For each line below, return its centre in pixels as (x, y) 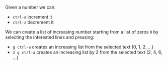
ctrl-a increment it (32, 17)
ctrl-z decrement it (33, 22)
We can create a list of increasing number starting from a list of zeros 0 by (82, 32)
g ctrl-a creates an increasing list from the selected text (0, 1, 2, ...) (83, 47)
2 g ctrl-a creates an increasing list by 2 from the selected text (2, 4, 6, (87, 52)
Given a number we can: (30, 7)
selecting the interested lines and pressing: (50, 37)
